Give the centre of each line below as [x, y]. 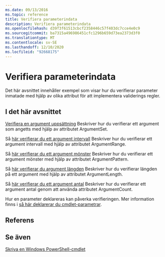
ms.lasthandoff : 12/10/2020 [35, 47]
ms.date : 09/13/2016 [27, 10]
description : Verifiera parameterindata [48, 24]
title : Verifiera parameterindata [41, 19]
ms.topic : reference [27, 15]
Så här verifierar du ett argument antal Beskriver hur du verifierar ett [76, 184]
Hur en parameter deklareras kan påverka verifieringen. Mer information [80, 199]
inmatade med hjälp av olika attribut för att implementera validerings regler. [83, 96]
